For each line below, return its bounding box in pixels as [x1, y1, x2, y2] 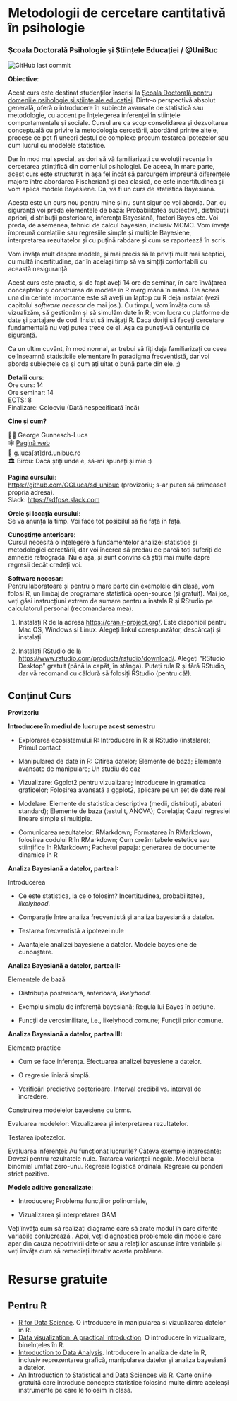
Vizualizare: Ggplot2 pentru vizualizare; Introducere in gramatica [18, 779, 207, 787]
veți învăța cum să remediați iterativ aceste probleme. [8, 1247, 164, 1255]
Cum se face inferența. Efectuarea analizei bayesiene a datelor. [18, 1058, 202, 1066]
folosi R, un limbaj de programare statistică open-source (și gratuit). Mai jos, [8, 589, 229, 598]
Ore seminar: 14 [8, 389, 54, 397]
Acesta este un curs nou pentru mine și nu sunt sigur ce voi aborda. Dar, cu [8, 199, 227, 207]
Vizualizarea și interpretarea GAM [18, 1210, 116, 1219]
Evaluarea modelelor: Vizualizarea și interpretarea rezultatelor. [8, 1120, 189, 1128]
